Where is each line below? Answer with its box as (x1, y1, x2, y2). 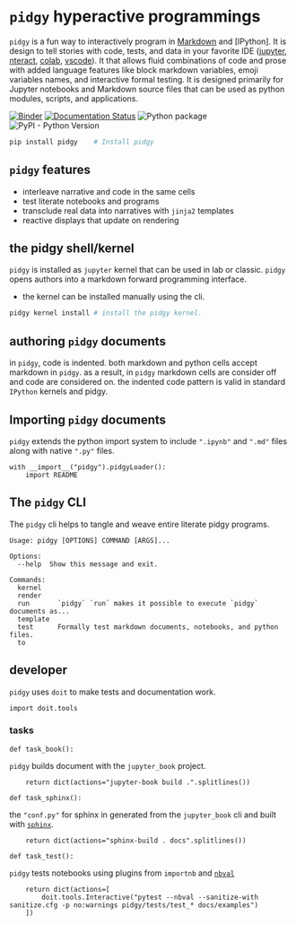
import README (25, 470, 78, 479)
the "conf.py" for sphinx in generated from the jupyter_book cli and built (9, 809, 276, 820)
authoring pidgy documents (9, 334, 166, 349)
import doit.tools (9, 703, 78, 712)
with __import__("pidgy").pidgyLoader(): (9, 462, 167, 472)
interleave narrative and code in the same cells (22, 186, 196, 196)
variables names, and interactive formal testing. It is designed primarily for (9, 74, 284, 84)
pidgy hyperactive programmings (9, 6, 261, 27)
